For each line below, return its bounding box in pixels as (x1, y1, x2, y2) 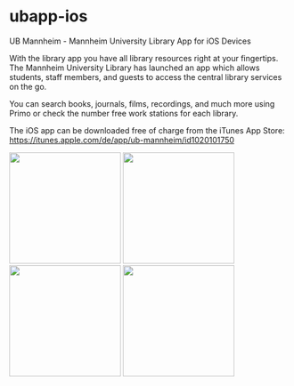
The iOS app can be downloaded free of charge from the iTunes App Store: (9, 125, 285, 135)
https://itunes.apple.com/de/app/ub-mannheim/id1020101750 (9, 134, 234, 145)
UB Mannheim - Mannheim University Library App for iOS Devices (9, 36, 251, 46)
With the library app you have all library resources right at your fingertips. (9, 52, 279, 63)
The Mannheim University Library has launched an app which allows (9, 62, 260, 73)
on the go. (9, 81, 47, 92)
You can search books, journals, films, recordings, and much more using (9, 98, 275, 109)
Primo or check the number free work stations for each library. (9, 108, 239, 118)
